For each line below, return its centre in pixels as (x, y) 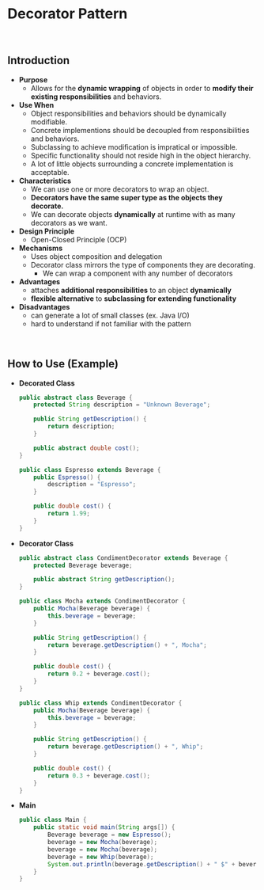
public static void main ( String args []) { (104, 827)
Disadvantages (44, 306)
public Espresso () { (67, 477)
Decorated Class (47, 383)
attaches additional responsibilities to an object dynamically (131, 290)
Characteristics (45, 181)
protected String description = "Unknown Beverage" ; (122, 405)
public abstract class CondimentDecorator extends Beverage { (123, 558)
